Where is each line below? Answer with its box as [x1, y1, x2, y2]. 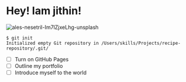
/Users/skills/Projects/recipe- [101, 40, 181, 46]
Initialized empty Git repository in [6, 40, 99, 46]
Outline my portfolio [14, 63, 63, 69]
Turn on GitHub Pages [14, 55, 69, 63]
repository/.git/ [6, 45, 49, 51]
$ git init [6, 35, 33, 41]
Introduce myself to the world [14, 69, 87, 76]
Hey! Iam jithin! [6, 4, 81, 18]
